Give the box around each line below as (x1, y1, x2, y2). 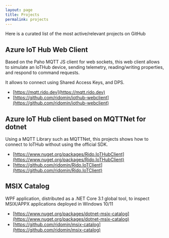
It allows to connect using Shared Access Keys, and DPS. (5, 80, 125, 86)
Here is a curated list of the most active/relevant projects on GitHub (5, 31, 146, 37)
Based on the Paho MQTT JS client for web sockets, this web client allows (5, 59, 160, 65)
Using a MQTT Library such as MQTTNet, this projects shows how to (5, 136, 149, 142)
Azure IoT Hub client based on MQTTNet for (5, 114, 146, 123)
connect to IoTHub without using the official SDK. (5, 141, 108, 147)
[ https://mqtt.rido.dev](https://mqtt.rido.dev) (12, 89, 105, 95)
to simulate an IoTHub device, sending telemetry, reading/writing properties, (5, 64, 164, 70)
